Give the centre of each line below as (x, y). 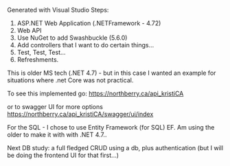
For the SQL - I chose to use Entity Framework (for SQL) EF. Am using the (111, 127)
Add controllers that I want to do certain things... (85, 45)
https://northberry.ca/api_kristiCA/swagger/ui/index (80, 114)
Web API (29, 31)
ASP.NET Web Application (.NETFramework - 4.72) (89, 23)
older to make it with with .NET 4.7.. (57, 134)
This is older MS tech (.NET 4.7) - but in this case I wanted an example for (112, 73)
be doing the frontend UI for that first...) (63, 155)
